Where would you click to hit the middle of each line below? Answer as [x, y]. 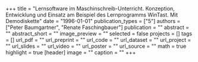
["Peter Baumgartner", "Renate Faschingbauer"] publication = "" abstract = [98, 27]
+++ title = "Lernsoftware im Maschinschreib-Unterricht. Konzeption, [90, 9]
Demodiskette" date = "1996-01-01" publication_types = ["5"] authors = [93, 21]
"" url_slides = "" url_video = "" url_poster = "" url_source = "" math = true [96, 46]
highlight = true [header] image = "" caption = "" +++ [71, 52]
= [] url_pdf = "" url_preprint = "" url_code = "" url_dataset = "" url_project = [98, 40]
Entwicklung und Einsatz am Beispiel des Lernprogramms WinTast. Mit [92, 15]
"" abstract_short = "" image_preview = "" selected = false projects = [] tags [99, 34]
